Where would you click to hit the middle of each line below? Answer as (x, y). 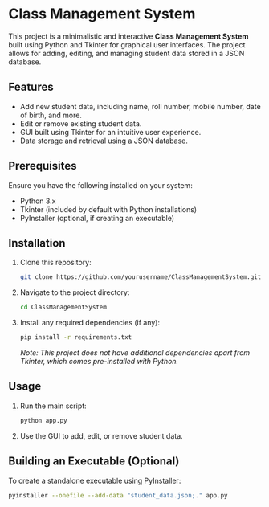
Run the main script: (53, 406)
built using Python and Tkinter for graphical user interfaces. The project (127, 44)
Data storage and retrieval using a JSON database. (104, 141)
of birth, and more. (51, 115)
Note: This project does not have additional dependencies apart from (135, 353)
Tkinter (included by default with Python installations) (108, 209)
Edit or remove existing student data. (81, 123)
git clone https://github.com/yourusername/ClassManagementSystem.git (141, 277)
